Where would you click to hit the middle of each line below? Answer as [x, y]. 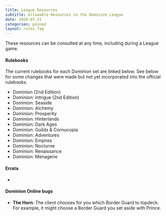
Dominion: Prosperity [35, 114]
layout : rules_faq [25, 29]
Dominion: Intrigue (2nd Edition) [46, 97]
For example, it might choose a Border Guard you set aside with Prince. [87, 208]
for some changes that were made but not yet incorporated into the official [83, 77]
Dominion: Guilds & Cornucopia [45, 130]
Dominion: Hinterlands [36, 119]
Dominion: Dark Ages [35, 124]
